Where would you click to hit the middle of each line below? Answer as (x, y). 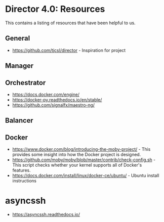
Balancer (19, 120)
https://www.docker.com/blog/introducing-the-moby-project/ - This (81, 149)
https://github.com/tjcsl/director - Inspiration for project (69, 50)
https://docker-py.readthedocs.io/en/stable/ (57, 99)
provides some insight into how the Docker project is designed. (77, 155)
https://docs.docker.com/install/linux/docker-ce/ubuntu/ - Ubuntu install (86, 176)
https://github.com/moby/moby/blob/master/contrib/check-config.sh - (84, 160)
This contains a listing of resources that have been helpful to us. (70, 23)
